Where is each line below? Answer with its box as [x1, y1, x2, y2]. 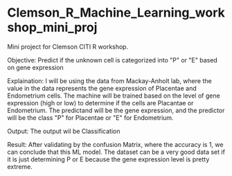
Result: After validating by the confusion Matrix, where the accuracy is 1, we [7, 140, 224, 148]
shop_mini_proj [7, 19, 98, 35]
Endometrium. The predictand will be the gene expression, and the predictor [7, 106, 225, 114]
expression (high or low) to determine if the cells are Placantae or [7, 98, 194, 107]
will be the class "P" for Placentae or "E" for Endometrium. [7, 113, 175, 122]
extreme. [7, 162, 33, 170]
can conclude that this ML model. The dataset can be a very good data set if [7, 148, 225, 156]
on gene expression [7, 63, 64, 71]
